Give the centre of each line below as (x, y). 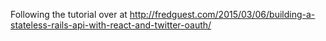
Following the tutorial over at (69, 14)
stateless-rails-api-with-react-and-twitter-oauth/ (111, 25)
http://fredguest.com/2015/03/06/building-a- (222, 14)
